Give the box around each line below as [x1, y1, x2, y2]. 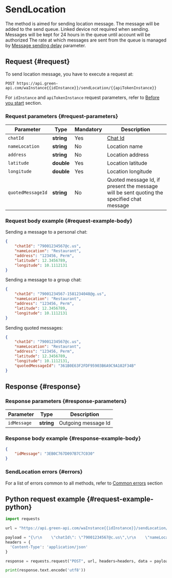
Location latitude [107, 160, 147, 167]
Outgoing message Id [58, 419, 111, 427]
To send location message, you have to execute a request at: [5, 71, 134, 77]
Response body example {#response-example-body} [5, 435, 141, 442]
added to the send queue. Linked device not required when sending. [5, 26, 149, 32]
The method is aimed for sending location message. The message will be [5, 21, 160, 27]
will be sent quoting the [107, 189, 163, 196]
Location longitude [107, 168, 152, 175]
